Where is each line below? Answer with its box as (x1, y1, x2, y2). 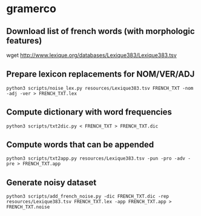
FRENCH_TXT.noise (6, 204, 50, 211)
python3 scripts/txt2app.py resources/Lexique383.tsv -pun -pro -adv (6, 155, 186, 162)
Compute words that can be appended (6, 140, 154, 150)
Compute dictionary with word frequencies (6, 107, 173, 117)
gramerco (6, 2, 56, 16)
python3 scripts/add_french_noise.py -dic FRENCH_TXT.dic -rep (6, 194, 170, 200)
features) (6, 35, 42, 46)
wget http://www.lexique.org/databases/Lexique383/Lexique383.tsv (6, 52, 177, 59)
